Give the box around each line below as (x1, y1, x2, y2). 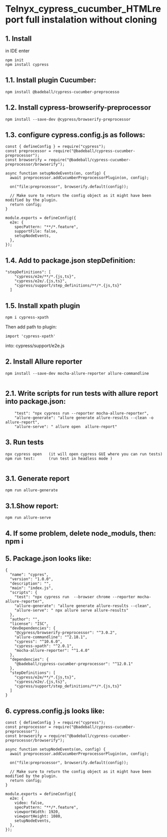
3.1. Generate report (5, 474, 70, 483)
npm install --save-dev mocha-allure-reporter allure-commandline (5, 371, 149, 376)
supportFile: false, (14, 229, 58, 234)
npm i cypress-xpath (5, 315, 49, 320)
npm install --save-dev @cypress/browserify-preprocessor (5, 117, 131, 122)
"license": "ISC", (10, 621, 49, 626)
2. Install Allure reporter (5, 358, 82, 366)
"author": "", (10, 617, 40, 622)
